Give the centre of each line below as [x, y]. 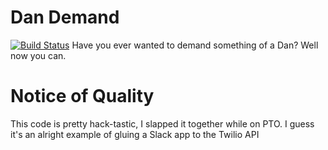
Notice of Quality [82, 96]
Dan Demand [65, 17]
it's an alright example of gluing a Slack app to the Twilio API [135, 134]
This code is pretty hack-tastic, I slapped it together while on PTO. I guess [162, 123]
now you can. [38, 55]
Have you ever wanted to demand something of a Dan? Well [195, 45]
